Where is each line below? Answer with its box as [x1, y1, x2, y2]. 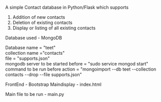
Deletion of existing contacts [12, 20, 72, 25]
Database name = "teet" [5, 45, 56, 50]
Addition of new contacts [12, 14, 65, 20]
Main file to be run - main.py [5, 91, 64, 97]
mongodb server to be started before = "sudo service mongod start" [5, 61, 148, 66]
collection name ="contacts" [5, 50, 65, 56]
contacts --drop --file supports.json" [5, 72, 82, 78]
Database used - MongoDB [5, 35, 62, 41]
